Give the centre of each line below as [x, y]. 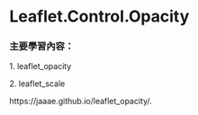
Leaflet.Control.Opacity [99, 17]
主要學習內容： [42, 47]
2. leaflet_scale [37, 84]
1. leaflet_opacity [40, 66]
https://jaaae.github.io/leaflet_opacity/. [81, 102]
